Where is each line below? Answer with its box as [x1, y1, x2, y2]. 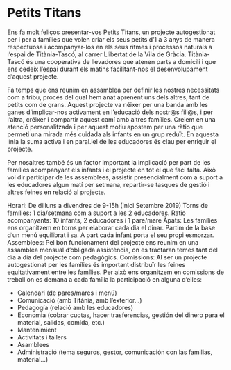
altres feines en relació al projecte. [7, 188, 106, 196]
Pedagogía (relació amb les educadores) [17, 303, 134, 312]
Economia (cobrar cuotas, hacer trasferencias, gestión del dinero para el [17, 311, 225, 319]
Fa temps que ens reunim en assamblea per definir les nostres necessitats [7, 86, 220, 94]
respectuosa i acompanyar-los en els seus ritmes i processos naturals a [7, 42, 213, 51]
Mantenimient [17, 325, 57, 334]
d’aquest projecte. [7, 72, 59, 81]
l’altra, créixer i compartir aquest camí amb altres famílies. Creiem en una [7, 115, 216, 123]
